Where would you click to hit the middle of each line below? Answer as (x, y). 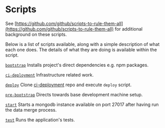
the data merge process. (31, 110)
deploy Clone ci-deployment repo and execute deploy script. (68, 85)
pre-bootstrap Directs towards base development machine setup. (74, 94)
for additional (129, 29)
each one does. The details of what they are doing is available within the (81, 49)
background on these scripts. (36, 34)
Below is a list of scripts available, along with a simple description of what (82, 44)
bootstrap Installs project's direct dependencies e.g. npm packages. (77, 65)
